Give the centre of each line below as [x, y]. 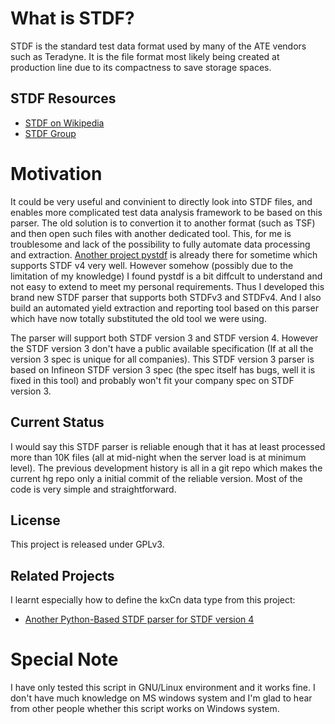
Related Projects [62, 575]
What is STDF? [72, 18]
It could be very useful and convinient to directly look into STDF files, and [161, 201]
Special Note [64, 659]
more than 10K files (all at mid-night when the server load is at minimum [158, 457]
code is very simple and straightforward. [93, 489]
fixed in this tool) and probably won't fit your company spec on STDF [152, 380]
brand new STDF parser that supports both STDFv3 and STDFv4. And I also [166, 297]
